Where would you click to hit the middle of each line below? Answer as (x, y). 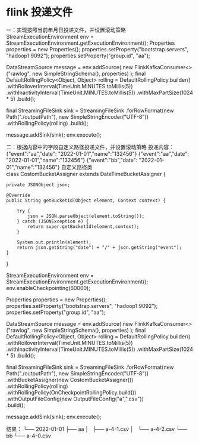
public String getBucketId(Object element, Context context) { (86, 201)
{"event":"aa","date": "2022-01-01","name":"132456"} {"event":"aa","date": (97, 153)
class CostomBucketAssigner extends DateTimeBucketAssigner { (86, 174)
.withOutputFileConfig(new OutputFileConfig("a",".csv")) (75, 399)
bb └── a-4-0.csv (29, 436)
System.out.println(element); (54, 242)
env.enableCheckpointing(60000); (48, 288)
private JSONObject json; (38, 185)
